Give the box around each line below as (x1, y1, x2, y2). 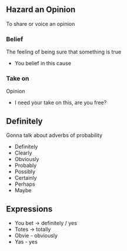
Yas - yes (14, 238, 38, 246)
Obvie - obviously (14, 232, 58, 239)
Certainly (14, 175, 37, 182)
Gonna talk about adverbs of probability (6, 132, 103, 139)
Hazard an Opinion (6, 5, 76, 15)
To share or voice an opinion (6, 20, 75, 27)
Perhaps (14, 180, 35, 188)
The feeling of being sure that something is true (6, 48, 122, 55)
